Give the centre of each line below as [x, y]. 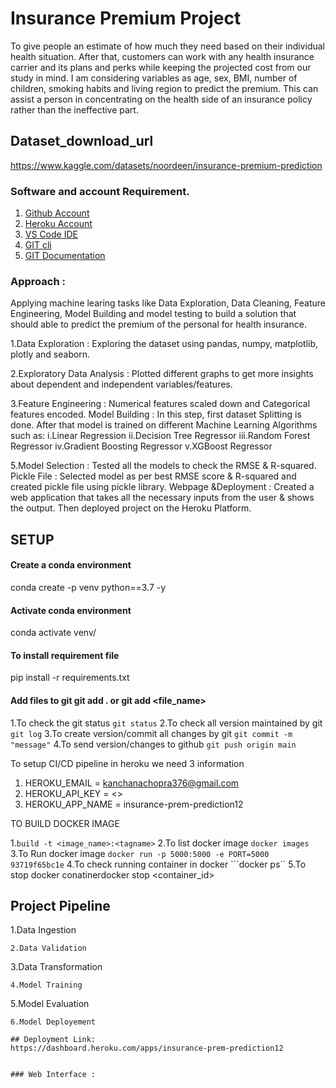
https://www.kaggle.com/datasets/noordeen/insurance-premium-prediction [166, 165]
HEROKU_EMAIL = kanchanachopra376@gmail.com [132, 783]
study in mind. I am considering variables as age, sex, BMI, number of [154, 78]
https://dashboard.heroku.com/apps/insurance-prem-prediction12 [147, 1048]
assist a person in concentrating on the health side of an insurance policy [161, 99]
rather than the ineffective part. [74, 109]
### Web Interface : [53, 1075]
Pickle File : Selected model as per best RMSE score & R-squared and [153, 476]
